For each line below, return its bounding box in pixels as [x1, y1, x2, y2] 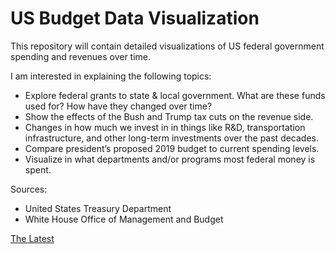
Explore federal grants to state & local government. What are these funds [24, 89, 326, 101]
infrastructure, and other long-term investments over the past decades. [24, 132, 320, 144]
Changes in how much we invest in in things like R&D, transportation [24, 121, 306, 133]
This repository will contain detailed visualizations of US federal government [10, 40, 325, 52]
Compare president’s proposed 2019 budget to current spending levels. [24, 142, 320, 154]
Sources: [10, 183, 48, 195]
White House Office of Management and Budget [24, 213, 224, 225]
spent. [24, 163, 52, 176]
